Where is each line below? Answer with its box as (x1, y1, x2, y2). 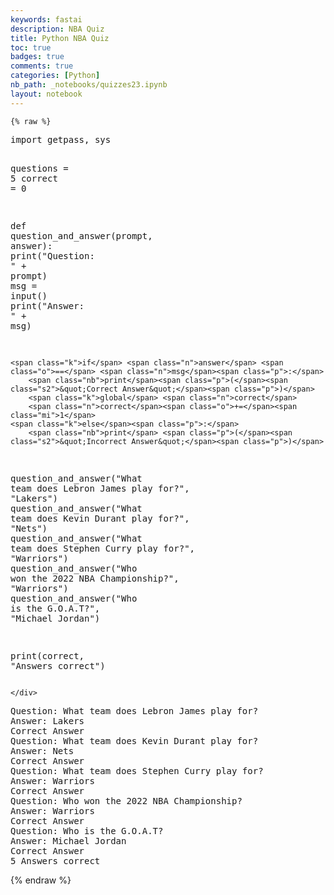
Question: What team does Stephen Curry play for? (10, 765, 264, 776)
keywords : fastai (10, 14, 83, 25)
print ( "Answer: (10, 300, 85, 311)
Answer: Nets (10, 745, 75, 756)
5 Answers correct (10, 855, 101, 866)
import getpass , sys (10, 134, 112, 145)
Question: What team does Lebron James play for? (10, 705, 259, 716)
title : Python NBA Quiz (10, 33, 110, 43)
